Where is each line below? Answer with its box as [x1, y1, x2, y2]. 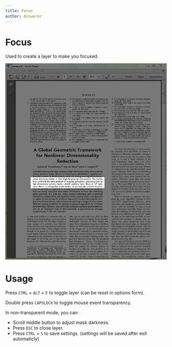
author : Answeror [5, 13, 42, 19]
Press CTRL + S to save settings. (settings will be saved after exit [12, 331, 147, 337]
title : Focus [5, 8, 33, 13]
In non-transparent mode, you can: [5, 310, 79, 316]
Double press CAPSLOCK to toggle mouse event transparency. [5, 300, 132, 306]
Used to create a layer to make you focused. [5, 53, 99, 59]
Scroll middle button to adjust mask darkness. [12, 319, 110, 325]
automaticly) [12, 336, 39, 342]
